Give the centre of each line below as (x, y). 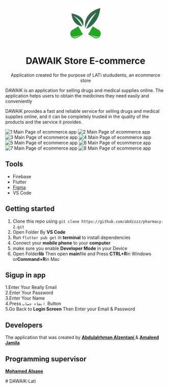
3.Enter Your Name (25, 298)
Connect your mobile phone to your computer (62, 243)
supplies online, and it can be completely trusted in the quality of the (77, 116)
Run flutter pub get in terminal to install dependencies (72, 237)
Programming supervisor (46, 359)
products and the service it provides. (44, 122)
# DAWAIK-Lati (21, 381)
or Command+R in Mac (36, 259)
